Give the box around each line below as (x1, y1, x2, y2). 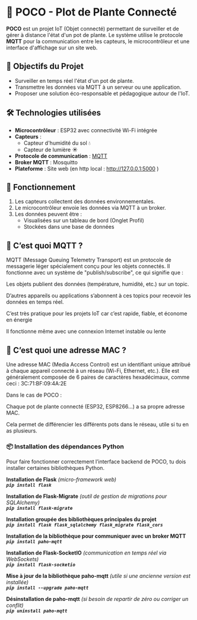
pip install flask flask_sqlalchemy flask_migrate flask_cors (6, 522, 163, 528)
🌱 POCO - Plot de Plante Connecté (6, 5, 177, 19)
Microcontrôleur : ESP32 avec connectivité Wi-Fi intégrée (14, 126, 158, 133)
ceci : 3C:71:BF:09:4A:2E (6, 380, 67, 387)
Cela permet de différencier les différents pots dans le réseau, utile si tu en (6, 421, 189, 428)
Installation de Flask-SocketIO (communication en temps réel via (6, 549, 167, 556)
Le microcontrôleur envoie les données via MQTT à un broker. (14, 204, 166, 211)
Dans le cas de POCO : (6, 391, 62, 398)
